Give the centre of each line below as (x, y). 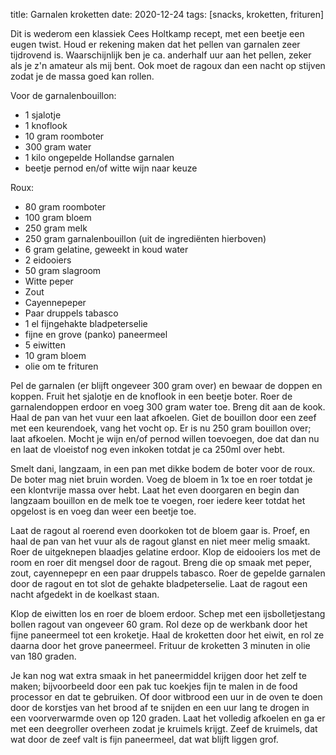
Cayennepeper (55, 302)
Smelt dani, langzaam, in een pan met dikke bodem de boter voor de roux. (163, 468)
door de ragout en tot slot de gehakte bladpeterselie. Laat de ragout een (159, 583)
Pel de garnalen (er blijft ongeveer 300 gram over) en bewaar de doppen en (166, 385)
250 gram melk (56, 228)
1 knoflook (46, 125)
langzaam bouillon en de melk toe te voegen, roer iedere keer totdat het (158, 500)
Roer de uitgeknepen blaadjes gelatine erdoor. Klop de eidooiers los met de (165, 552)
